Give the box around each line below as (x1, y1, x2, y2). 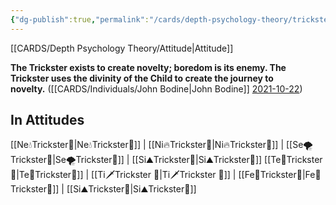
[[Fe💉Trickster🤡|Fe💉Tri (238, 169, 322, 181)
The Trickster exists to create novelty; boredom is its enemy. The (10, 61, 287, 73)
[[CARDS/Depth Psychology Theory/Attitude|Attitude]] (10, 42, 234, 54)
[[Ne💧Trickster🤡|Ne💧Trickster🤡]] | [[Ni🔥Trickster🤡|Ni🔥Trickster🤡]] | (10, 139, 285, 151)
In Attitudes (10, 112, 85, 129)
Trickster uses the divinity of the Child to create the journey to (10, 72, 274, 84)
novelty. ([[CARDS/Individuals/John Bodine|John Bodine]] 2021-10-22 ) (10, 82, 303, 95)
